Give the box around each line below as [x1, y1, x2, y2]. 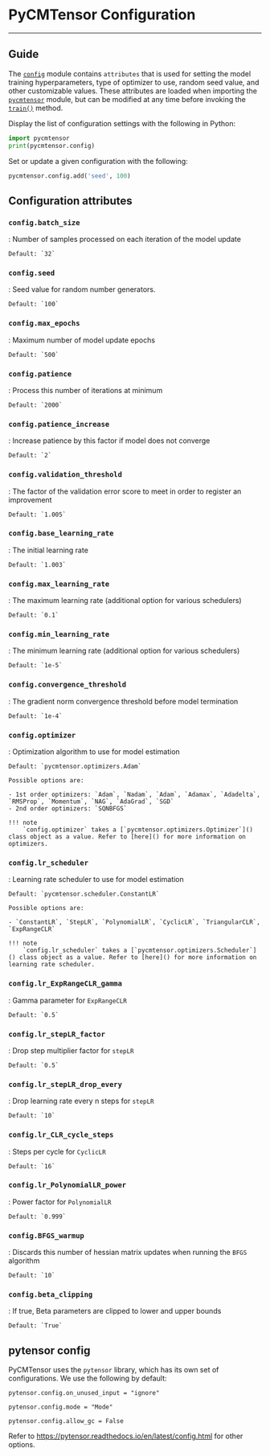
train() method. [8, 103, 63, 113]
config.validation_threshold [8, 470, 123, 479]
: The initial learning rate [8, 545, 88, 555]
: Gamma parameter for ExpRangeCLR [8, 995, 127, 1005]
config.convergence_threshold [8, 680, 127, 689]
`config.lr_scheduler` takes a [22, 946, 128, 954]
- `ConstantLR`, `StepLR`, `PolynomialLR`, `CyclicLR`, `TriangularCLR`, [8, 918, 261, 926]
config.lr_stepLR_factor [8, 1029, 106, 1039]
